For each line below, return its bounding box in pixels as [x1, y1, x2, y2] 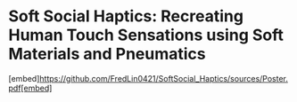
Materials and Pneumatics [8, 44, 206, 64]
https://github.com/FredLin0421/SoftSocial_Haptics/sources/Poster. [38, 73, 289, 83]
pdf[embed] [8, 82, 53, 93]
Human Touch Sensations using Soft [8, 25, 285, 45]
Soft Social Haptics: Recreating [8, 6, 244, 27]
